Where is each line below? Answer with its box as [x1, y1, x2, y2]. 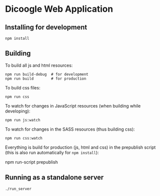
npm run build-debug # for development [5, 72, 89, 77]
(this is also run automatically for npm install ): [5, 149, 99, 155]
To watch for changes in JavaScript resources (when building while [5, 103, 141, 109]
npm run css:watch [5, 136, 43, 140]
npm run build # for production [5, 76, 87, 81]
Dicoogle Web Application [5, 3, 114, 15]
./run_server [5, 186, 32, 191]
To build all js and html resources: [5, 62, 73, 68]
